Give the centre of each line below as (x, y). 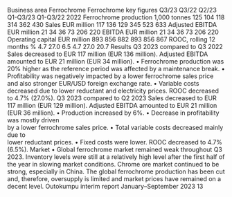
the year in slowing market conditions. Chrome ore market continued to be (113, 164)
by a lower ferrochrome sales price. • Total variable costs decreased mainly (115, 128)
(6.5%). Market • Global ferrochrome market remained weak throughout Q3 (115, 149)
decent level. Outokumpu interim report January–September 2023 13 (105, 186)
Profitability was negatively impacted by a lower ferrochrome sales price (110, 76)
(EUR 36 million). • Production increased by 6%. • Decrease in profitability (113, 113)
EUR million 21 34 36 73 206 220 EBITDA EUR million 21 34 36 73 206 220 (113, 32)
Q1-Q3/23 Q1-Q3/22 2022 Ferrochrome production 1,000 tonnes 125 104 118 (116, 17)
